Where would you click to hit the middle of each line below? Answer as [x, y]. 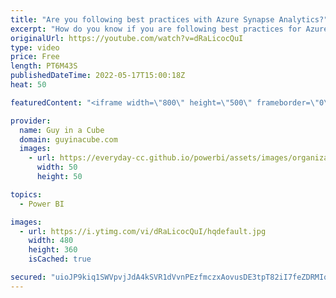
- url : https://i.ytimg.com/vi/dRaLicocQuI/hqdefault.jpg [143, 231]
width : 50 [57, 167]
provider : [31, 121]
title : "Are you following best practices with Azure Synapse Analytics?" [169, 19]
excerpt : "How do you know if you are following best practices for [156, 29]
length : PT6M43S [44, 66]
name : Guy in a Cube [62, 130]
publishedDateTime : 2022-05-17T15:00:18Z [98, 76]
